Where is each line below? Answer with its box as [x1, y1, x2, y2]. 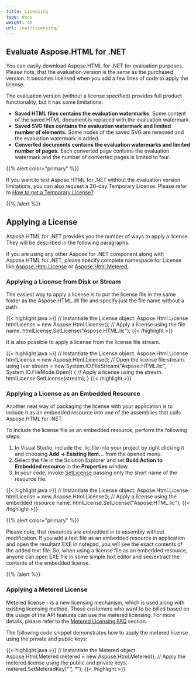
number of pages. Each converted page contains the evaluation [14, 147, 170, 154]
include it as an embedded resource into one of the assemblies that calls [6, 409, 181, 416]
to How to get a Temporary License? [6, 189, 94, 196]
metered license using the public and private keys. [6, 659, 128, 666]
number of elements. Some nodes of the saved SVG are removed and [14, 129, 184, 136]
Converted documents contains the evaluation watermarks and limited [14, 141, 190, 149]
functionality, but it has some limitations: [6, 99, 104, 106]
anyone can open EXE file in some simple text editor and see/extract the [6, 553, 180, 561]
